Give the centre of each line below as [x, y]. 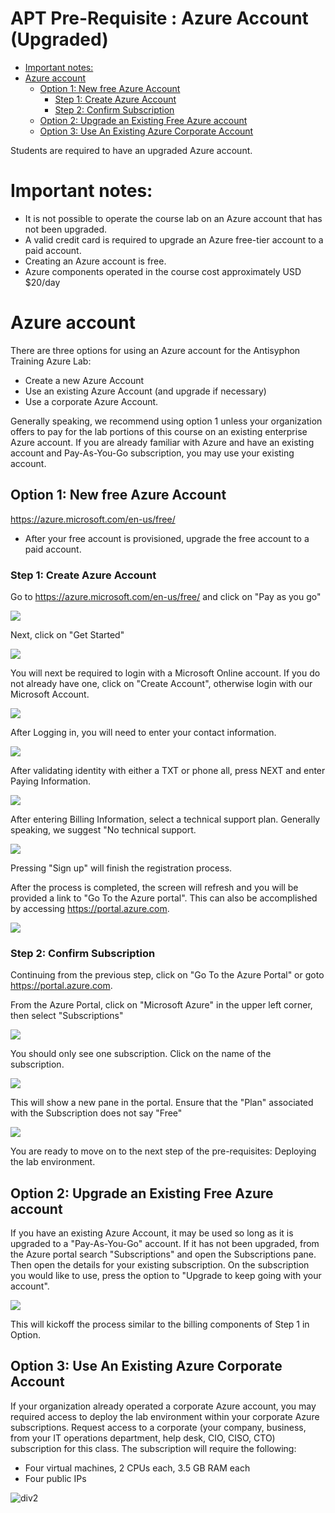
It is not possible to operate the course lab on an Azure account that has [173, 218]
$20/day [42, 282]
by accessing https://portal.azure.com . [90, 908]
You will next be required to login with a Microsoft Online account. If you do [165, 673]
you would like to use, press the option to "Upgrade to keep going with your [166, 1276]
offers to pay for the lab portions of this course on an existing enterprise [159, 431]
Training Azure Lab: [51, 361]
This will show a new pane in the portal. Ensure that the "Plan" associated [162, 1103]
